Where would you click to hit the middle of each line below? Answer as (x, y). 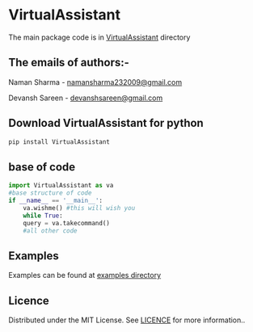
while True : (43, 216)
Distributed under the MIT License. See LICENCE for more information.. (127, 320)
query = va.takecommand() (67, 223)
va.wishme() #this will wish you (79, 208)
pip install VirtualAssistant (59, 142)
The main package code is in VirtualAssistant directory (99, 37)
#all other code (51, 231)
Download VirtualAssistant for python (106, 123)
